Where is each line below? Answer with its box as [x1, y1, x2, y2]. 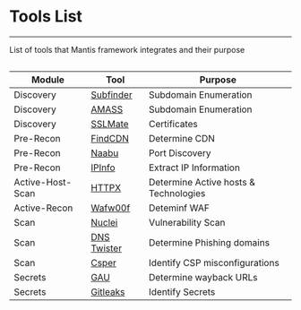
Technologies [148, 186, 206, 199]
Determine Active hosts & [148, 176, 255, 188]
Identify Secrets [148, 285, 216, 297]
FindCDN [90, 132, 130, 144]
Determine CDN [148, 132, 215, 144]
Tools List [9, 6, 83, 27]
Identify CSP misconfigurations [148, 256, 279, 269]
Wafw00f [90, 202, 131, 214]
